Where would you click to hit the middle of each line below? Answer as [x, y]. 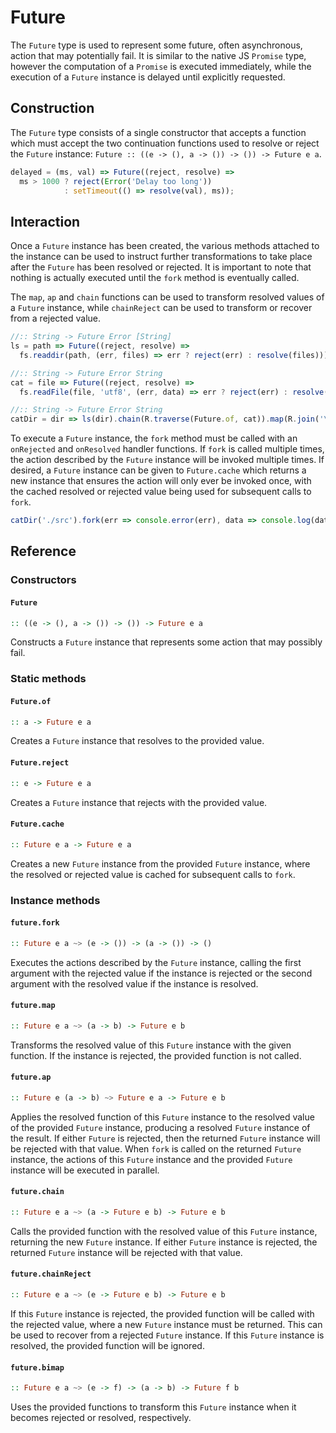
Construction [52, 108]
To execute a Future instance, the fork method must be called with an [154, 438]
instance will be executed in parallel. [85, 1170]
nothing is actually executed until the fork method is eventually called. [155, 278]
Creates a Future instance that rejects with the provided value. [139, 802]
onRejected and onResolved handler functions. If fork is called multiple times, [167, 449]
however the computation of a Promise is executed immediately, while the [161, 66]
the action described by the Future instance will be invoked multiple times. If [167, 460]
